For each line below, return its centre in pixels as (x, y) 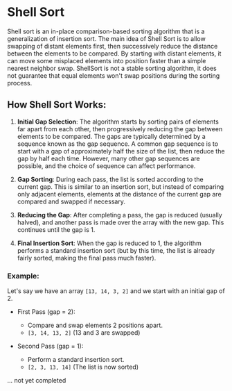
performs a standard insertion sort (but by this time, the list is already (116, 250)
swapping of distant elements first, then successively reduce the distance (113, 46)
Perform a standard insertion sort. (76, 360)
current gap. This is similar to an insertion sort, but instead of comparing (121, 186)
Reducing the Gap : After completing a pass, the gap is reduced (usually (120, 215)
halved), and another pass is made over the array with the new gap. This (121, 222)
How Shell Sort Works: (57, 105)
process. (20, 83)
